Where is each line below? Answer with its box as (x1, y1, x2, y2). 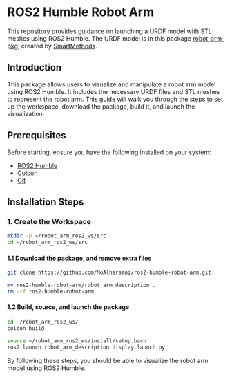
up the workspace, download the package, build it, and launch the (7, 102, 195, 111)
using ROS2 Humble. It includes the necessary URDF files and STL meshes (7, 87, 220, 95)
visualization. (7, 109, 45, 118)
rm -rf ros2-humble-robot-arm (7, 288, 95, 295)
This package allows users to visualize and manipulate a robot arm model (7, 80, 216, 89)
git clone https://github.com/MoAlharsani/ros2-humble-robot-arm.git (7, 269, 212, 277)
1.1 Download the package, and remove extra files (7, 254, 152, 262)
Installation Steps (7, 196, 84, 207)
